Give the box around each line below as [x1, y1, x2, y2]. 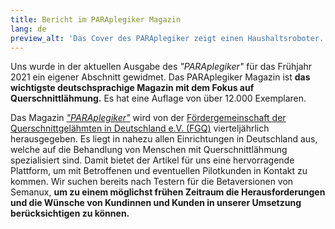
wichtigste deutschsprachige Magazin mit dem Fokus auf [10, 82, 255, 94]
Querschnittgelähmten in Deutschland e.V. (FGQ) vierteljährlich [10, 122, 270, 135]
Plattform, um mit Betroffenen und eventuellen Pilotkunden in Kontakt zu [10, 165, 308, 177]
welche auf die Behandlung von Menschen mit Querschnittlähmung [10, 144, 288, 156]
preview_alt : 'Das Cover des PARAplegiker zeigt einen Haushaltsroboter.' [10, 33, 329, 43]
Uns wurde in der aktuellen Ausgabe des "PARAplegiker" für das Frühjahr [10, 61, 313, 73]
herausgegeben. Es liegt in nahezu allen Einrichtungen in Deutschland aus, [10, 133, 318, 145]
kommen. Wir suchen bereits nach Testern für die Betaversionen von [10, 176, 294, 188]
